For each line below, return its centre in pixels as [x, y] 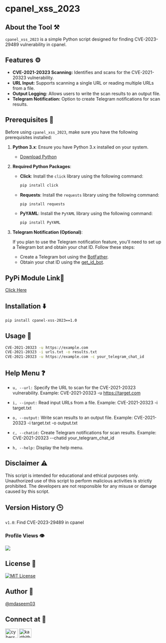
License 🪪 [21, 564]
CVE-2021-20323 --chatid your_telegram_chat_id [63, 438]
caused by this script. [27, 491]
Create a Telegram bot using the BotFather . [64, 257]
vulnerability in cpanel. [43, 45]
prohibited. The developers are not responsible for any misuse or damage [81, 486]
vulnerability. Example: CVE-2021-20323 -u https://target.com [76, 393]
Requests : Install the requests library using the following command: [89, 195]
